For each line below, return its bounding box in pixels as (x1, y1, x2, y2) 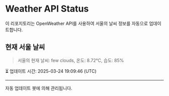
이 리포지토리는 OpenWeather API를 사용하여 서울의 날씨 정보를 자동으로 (5, 20, 148, 26)
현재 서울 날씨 (5, 43, 45, 52)
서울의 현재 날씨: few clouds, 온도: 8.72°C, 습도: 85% (17, 57, 124, 63)
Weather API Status (5, 3, 89, 15)
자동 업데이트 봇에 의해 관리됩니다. (5, 85, 72, 91)
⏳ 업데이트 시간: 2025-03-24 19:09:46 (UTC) (5, 68, 97, 74)
